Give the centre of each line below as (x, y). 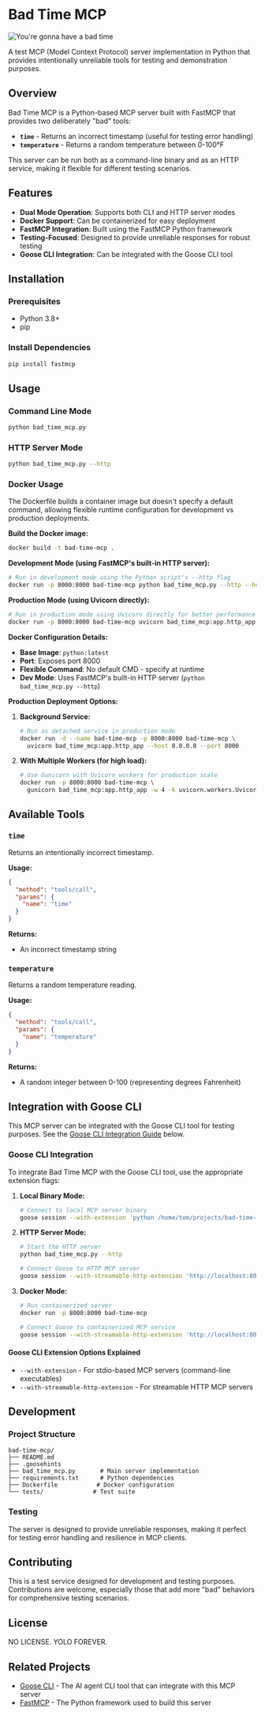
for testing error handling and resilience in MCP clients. (98, 1537)
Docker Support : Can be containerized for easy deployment (117, 220)
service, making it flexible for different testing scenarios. (100, 168)
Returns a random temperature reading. (73, 985)
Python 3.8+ (40, 318)
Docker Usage (36, 484)
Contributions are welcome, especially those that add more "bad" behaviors (131, 1589)
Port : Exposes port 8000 (60, 661)
